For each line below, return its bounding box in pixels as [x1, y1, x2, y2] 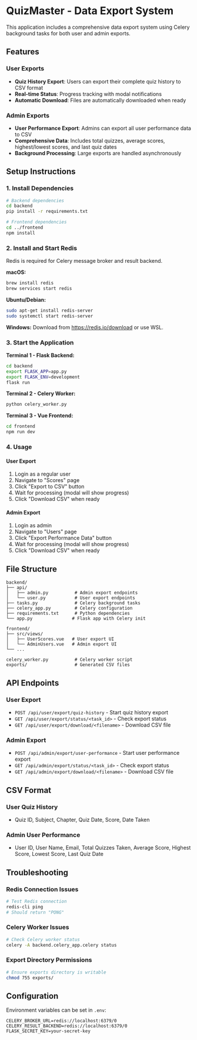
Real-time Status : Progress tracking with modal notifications [14, 90, 162, 98]
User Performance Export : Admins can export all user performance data [14, 125, 191, 132]
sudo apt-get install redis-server [6, 307, 94, 313]
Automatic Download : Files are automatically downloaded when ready [14, 96, 186, 103]
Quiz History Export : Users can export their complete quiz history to [14, 78, 181, 85]
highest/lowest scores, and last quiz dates [14, 143, 117, 151]
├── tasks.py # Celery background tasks [6, 600, 141, 606]
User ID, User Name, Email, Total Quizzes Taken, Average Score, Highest [14, 844, 191, 851]
